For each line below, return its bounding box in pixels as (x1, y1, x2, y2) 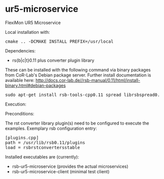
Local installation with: (5, 29, 50, 35)
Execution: (5, 101, 26, 107)
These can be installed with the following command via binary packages (5, 67, 151, 73)
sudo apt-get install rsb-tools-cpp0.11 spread (5, 92, 121, 98)
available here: (5, 77, 35, 83)
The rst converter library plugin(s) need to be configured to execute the (5, 120, 149, 126)
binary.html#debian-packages (5, 82, 66, 88)
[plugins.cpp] (5, 135, 39, 140)
